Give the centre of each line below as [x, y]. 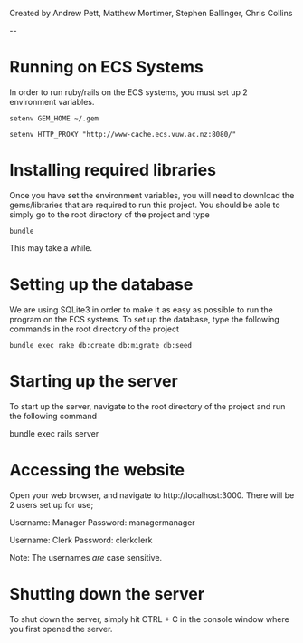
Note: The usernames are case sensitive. [86, 557]
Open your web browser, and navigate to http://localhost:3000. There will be [152, 495]
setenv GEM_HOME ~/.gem [54, 118]
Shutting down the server [107, 594]
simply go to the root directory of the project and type [109, 214]
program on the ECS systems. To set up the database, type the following [145, 319]
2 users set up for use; [52, 504]
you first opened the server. [61, 629]
